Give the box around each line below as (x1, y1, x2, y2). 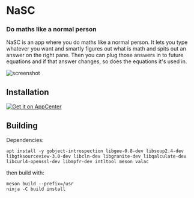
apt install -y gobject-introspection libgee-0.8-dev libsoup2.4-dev (6, 148, 184, 154)
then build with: (6, 169, 45, 176)
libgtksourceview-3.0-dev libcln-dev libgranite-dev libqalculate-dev (6, 153, 187, 159)
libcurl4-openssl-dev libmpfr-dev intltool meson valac (6, 159, 149, 165)
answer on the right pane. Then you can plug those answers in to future (6, 52, 184, 59)
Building (6, 120, 38, 131)
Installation (6, 87, 49, 97)
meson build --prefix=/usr (6, 181, 74, 187)
